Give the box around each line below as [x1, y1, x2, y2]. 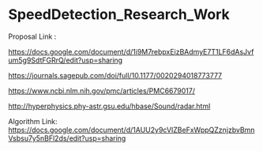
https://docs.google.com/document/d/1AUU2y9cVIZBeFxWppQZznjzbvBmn [8, 125, 255, 134]
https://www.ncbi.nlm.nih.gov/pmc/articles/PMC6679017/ [8, 85, 196, 96]
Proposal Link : [8, 32, 57, 41]
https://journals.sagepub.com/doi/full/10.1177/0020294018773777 [8, 70, 223, 80]
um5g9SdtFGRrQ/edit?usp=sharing [8, 55, 123, 65]
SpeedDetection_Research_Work [8, 6, 231, 24]
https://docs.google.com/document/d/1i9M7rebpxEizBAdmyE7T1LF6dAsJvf [8, 47, 254, 56]
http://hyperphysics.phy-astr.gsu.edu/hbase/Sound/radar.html [8, 101, 211, 111]
